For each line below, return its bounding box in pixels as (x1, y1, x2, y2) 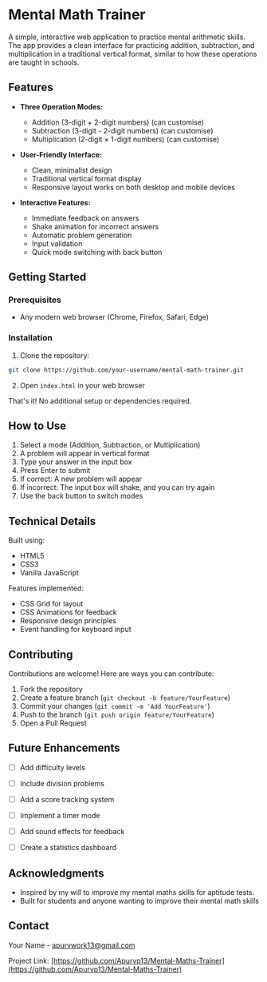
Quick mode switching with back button (31, 247, 163, 256)
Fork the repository (19, 685, 84, 694)
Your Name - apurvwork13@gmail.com (8, 940, 135, 950)
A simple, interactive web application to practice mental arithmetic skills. (8, 32, 245, 42)
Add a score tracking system (19, 794, 115, 804)
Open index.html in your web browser (19, 380, 145, 390)
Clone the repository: (19, 350, 90, 360)
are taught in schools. (8, 58, 80, 67)
